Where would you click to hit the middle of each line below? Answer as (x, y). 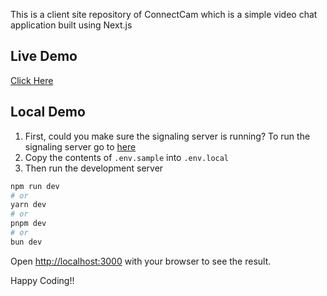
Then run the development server (94, 168)
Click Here (32, 80)
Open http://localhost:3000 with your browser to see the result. (141, 261)
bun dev (26, 242)
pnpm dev (28, 224)
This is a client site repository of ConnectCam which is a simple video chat (164, 14)
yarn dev (28, 205)
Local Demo (48, 112)
